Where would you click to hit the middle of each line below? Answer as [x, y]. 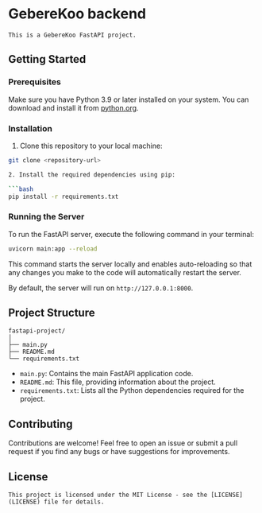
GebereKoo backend [77, 14]
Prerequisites [35, 82]
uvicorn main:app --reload [53, 249]
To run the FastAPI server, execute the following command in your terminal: [131, 234]
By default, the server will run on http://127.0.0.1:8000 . [101, 288]
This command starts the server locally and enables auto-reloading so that [130, 264]
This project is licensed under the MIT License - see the [108, 495]
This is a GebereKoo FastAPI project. [72, 35]
